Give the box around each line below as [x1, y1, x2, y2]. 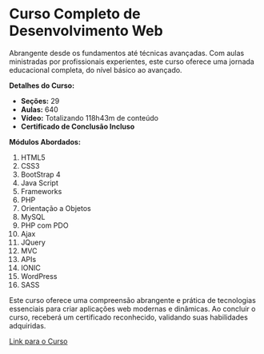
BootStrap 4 [20, 169, 61, 179]
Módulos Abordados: [9, 137, 81, 146]
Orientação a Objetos [20, 203, 91, 213]
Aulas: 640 [20, 105, 58, 114]
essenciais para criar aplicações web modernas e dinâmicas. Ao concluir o [9, 304, 256, 313]
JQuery [20, 237, 46, 247]
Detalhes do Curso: [9, 81, 75, 90]
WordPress [20, 271, 58, 280]
